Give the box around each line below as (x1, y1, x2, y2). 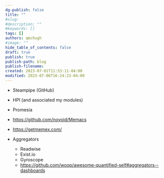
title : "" (5, 12, 26, 17)
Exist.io (20, 151, 35, 157)
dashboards (20, 167, 46, 173)
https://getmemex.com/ (12, 126, 62, 132)
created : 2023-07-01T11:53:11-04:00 (5, 69, 83, 74)
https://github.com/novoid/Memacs (12, 116, 87, 122)
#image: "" (5, 40, 28, 46)
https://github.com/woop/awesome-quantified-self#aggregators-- (20, 162, 159, 168)
